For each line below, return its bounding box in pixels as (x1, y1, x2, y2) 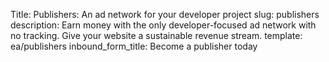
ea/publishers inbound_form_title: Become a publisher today (10, 40, 258, 52)
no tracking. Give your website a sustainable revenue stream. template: (10, 30, 303, 41)
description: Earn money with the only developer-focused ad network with (10, 19, 317, 31)
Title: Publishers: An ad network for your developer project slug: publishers (10, 9, 320, 20)
